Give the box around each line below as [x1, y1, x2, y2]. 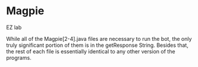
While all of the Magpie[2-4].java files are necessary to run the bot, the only [6, 35, 192, 42]
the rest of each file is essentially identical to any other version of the [6, 47, 175, 55]
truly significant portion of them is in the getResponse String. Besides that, [6, 42, 188, 49]
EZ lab [6, 24, 22, 31]
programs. [6, 54, 32, 61]
